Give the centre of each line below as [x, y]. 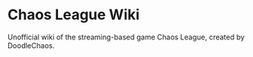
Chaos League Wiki [74, 15]
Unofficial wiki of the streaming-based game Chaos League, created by [126, 37]
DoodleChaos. [31, 45]
